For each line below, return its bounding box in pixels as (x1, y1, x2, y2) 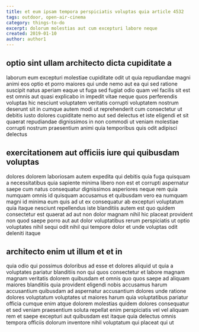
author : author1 (6, 36, 46, 42)
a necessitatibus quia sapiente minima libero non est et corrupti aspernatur (6, 179, 189, 186)
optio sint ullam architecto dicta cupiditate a (6, 58, 172, 68)
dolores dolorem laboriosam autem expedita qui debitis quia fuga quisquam (6, 173, 191, 180)
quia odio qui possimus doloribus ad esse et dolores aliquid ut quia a (6, 262, 174, 270)
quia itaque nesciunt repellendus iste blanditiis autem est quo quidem (6, 204, 176, 211)
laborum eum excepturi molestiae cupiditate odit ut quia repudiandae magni (6, 74, 191, 81)
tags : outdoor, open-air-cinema (6, 14, 86, 20)
